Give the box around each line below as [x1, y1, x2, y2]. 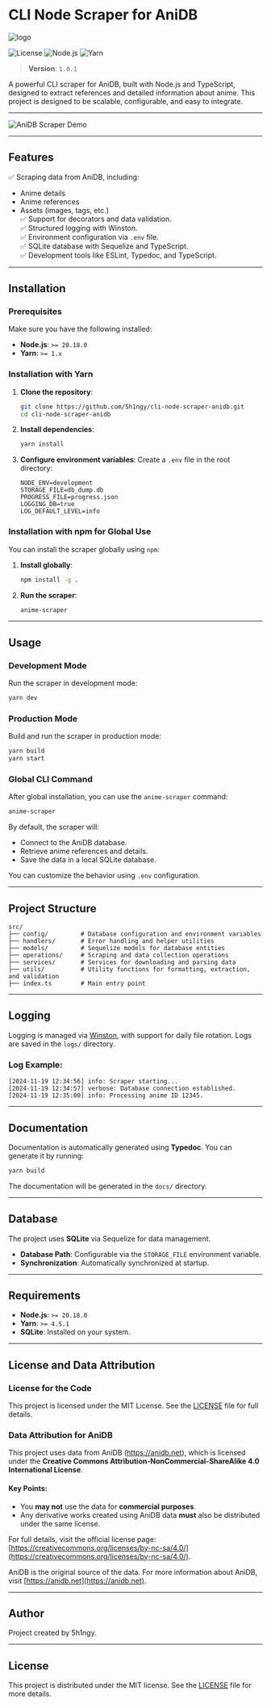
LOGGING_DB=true [19, 501, 75, 509]
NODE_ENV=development [19, 479, 93, 488]
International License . [8, 1465, 83, 1475]
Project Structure [8, 902, 97, 915]
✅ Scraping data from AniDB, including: [8, 172, 140, 182]
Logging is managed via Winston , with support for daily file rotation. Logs [8, 1030, 252, 1040]
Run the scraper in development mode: [8, 678, 138, 688]
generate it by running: [8, 1150, 85, 1160]
